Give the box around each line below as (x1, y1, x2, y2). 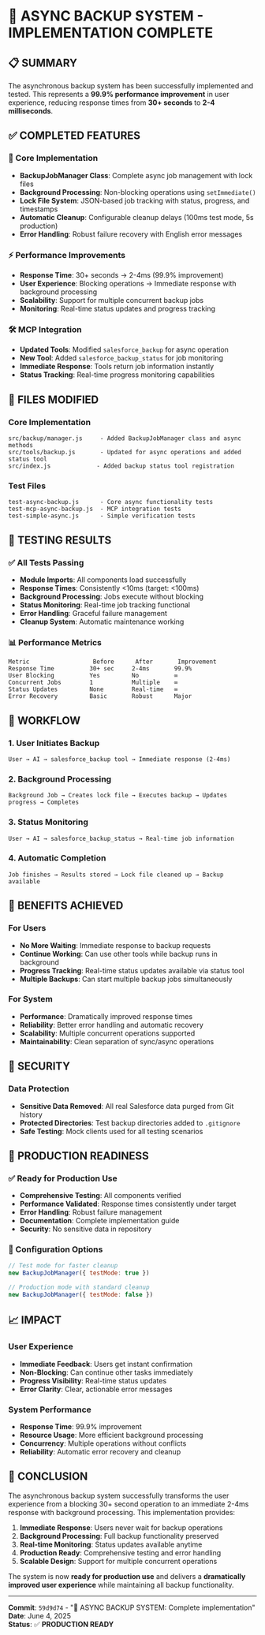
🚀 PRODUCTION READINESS (8, 1149, 150, 1163)
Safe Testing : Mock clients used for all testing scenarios (19, 1126, 203, 1136)
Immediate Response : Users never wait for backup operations (19, 1522, 223, 1532)
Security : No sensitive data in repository (19, 1224, 152, 1234)
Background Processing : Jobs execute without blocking (19, 592, 203, 601)
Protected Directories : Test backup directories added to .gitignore (19, 1118, 241, 1127)
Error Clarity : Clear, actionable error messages (19, 1384, 173, 1394)
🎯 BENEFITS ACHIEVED (8, 899, 124, 913)
